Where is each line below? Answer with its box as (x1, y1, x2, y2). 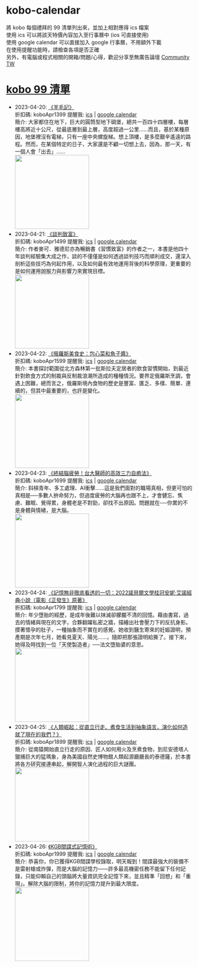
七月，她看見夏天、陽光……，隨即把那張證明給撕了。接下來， (40, 633, 190, 640)
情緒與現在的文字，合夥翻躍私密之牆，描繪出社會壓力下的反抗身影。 (25, 618, 191, 625)
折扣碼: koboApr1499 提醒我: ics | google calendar (14, 237, 137, 245)
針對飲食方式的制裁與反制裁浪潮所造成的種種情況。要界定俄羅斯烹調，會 (14, 372, 191, 379)
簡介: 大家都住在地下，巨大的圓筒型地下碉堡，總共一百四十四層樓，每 (14, 118, 184, 125)
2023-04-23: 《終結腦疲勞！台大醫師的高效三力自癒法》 (14, 469, 152, 477)
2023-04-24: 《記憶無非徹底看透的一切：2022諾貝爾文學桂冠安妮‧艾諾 (14, 589, 187, 596)
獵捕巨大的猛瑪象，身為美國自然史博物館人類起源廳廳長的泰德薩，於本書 (14, 753, 191, 760)
